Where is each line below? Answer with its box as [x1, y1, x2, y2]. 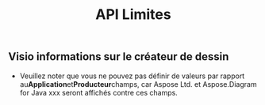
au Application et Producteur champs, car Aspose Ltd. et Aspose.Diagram [19, 79, 257, 88]
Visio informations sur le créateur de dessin [8, 50, 229, 64]
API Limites [94, 6, 172, 24]
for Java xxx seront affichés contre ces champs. [19, 88, 179, 97]
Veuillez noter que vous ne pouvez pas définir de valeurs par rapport [19, 71, 245, 81]
